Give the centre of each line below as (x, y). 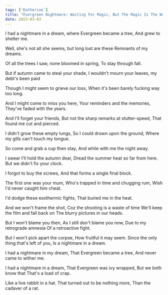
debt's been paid (23, 79)
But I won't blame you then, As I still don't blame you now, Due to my (76, 223)
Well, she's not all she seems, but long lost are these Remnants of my (77, 49)
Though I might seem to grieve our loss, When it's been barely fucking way (82, 88)
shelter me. (17, 39)
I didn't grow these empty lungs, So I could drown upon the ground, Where (82, 133)
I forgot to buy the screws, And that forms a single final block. (69, 173)
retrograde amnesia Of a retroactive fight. (48, 228)
